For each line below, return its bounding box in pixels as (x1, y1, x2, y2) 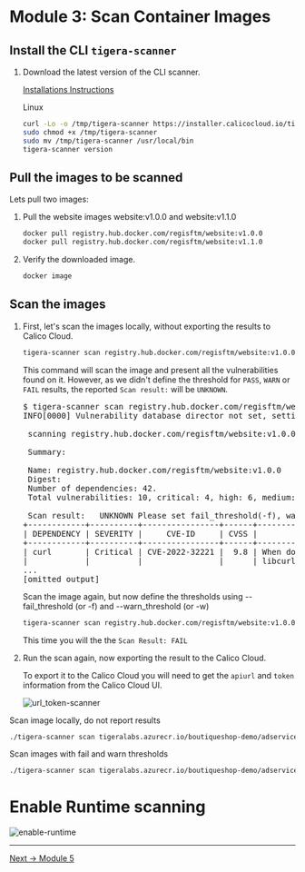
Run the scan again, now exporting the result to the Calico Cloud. (22, 652, 267, 663)
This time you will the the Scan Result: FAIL (22, 634, 188, 646)
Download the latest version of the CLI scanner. (22, 66, 202, 77)
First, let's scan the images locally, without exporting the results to (22, 321, 271, 332)
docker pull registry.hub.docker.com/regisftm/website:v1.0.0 (22, 229, 263, 238)
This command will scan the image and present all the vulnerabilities (22, 364, 279, 375)
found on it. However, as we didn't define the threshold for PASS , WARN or (22, 374, 290, 385)
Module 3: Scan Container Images (9, 6, 271, 27)
